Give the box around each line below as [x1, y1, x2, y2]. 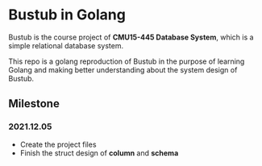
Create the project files [19, 139, 97, 149]
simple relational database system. [8, 40, 123, 50]
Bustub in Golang [8, 6, 127, 24]
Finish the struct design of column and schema [19, 147, 179, 158]
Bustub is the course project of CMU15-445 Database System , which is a [8, 32, 254, 42]
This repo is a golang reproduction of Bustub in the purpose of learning [8, 56, 245, 66]
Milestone [8, 97, 60, 110]
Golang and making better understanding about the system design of [8, 64, 238, 74]
